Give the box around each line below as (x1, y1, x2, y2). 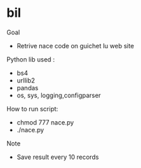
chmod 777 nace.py (16, 118, 74, 127)
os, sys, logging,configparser (16, 91, 101, 99)
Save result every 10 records (16, 153, 99, 161)
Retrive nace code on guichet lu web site (16, 41, 134, 50)
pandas (16, 83, 39, 92)
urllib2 (16, 76, 36, 85)
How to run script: (6, 104, 59, 113)
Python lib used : (6, 55, 55, 64)
